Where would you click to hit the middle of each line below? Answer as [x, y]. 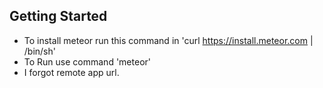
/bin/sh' [39, 51]
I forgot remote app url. [71, 72]
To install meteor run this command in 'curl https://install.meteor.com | [168, 40]
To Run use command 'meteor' [87, 61]
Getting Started [58, 16]
